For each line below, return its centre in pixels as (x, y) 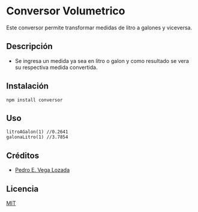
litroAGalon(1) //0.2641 (37, 132)
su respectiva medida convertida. (56, 67)
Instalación (28, 86)
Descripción (29, 46)
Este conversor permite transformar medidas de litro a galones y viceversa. (99, 28)
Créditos (23, 155)
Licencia (22, 189)
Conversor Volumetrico (66, 11)
